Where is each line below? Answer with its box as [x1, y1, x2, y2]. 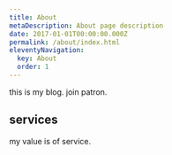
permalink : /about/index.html [9, 37, 121, 47]
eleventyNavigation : [9, 46, 86, 55]
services [9, 112, 59, 128]
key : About [17, 54, 57, 63]
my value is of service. [9, 136, 92, 146]
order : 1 [17, 63, 49, 72]
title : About [9, 12, 57, 22]
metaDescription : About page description [9, 21, 164, 30]
